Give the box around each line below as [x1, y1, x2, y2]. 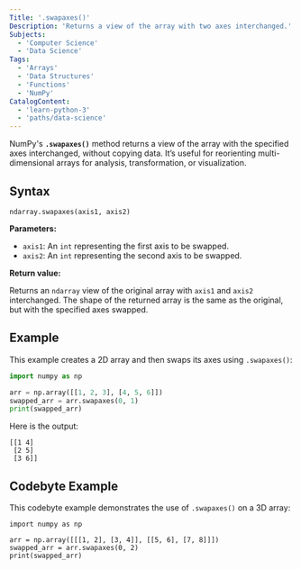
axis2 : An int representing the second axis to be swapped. [22, 249, 242, 261]
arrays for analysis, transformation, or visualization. [56, 158, 247, 168]
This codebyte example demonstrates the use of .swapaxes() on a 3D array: [9, 502, 291, 513]
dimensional [9, 158, 55, 168]
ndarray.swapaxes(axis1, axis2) [9, 207, 131, 216]
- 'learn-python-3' [17, 105, 91, 114]
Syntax [9, 184, 50, 199]
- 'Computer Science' [17, 38, 99, 48]
